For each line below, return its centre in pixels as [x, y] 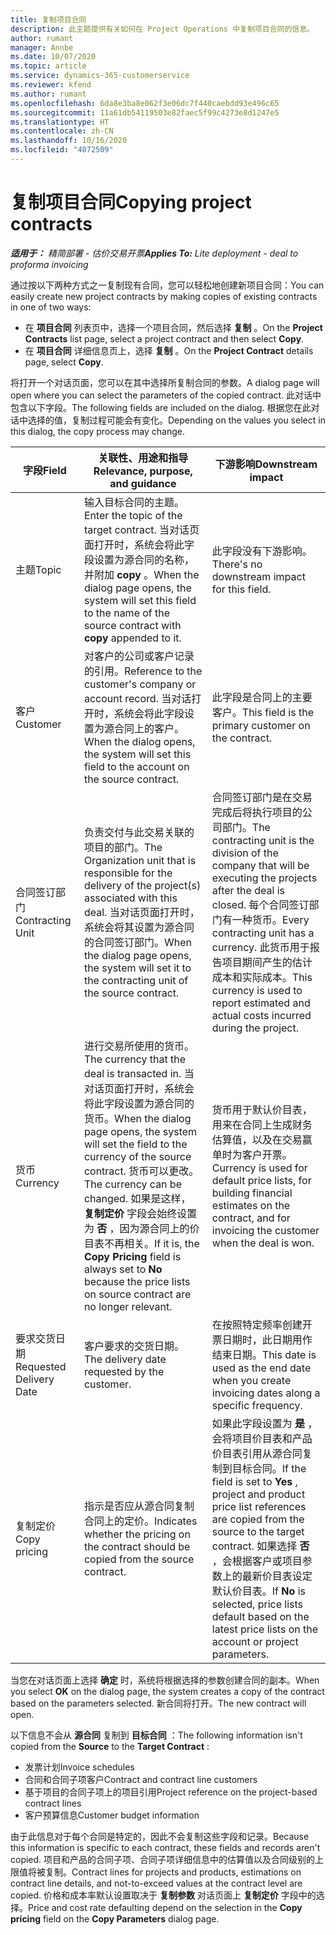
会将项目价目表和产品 [262, 1438]
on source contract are [137, 1294]
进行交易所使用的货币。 [139, 1046]
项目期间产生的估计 [267, 962]
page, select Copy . [64, 362]
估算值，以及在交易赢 [262, 1139]
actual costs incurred [261, 1015]
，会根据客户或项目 [257, 1561]
